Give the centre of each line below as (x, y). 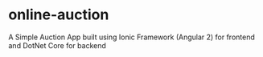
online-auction (59, 15)
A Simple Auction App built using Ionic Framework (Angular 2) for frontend (132, 37)
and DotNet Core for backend (58, 45)
